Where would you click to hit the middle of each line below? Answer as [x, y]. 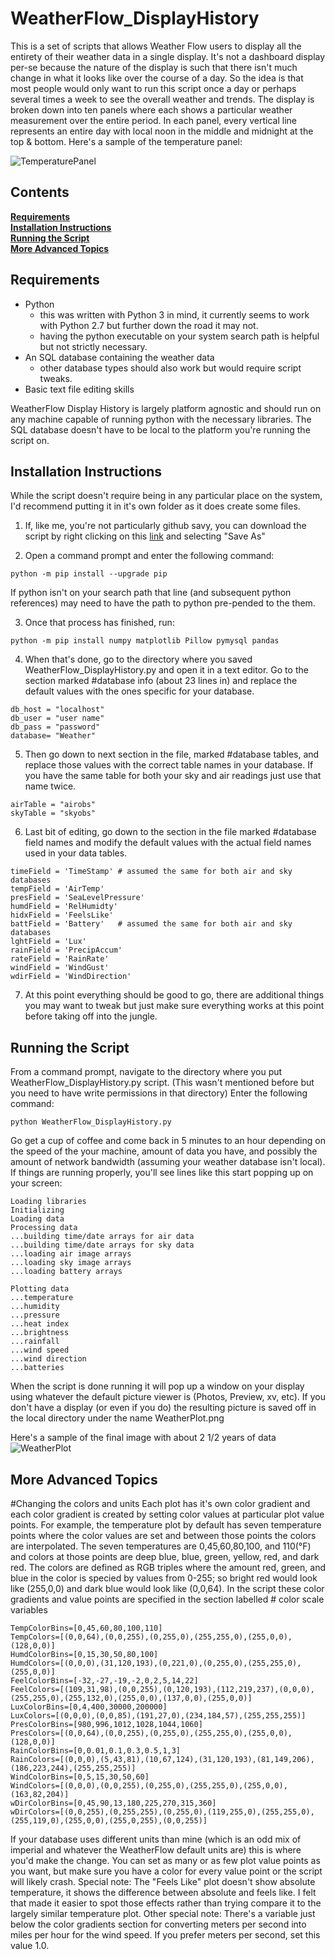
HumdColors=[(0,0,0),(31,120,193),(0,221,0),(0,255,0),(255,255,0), [156, 1663]
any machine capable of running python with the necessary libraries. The [161, 419]
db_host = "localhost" [57, 710]
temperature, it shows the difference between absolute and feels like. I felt [163, 1892]
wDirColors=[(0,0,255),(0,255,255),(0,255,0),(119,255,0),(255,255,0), [162, 1812]
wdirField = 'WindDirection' [71, 977]
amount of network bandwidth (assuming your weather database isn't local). [168, 1162]
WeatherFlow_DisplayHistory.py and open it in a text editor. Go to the [166, 670]
